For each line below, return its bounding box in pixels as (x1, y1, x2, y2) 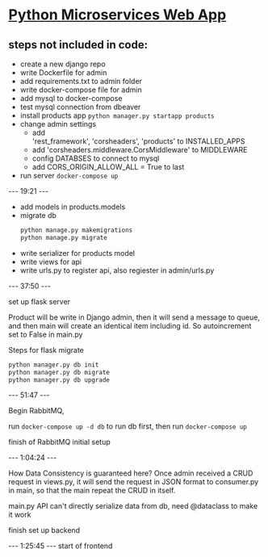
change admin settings (19, 119, 97, 128)
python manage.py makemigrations (19, 226, 133, 234)
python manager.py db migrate (8, 368, 111, 376)
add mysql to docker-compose (19, 94, 123, 103)
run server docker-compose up (19, 171, 119, 180)
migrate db (19, 211, 57, 220)
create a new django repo (19, 59, 107, 69)
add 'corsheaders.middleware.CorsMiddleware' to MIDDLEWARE (31, 145, 248, 154)
